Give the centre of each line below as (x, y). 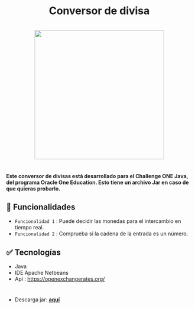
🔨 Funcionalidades (41, 207)
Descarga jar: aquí (37, 300)
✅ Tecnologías (33, 252)
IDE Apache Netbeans (42, 273)
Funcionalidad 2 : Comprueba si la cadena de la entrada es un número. (101, 234)
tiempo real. (29, 228)
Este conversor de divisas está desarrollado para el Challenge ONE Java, (97, 176)
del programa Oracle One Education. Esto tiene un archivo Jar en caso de (97, 182)
